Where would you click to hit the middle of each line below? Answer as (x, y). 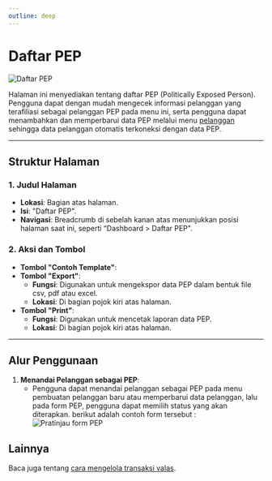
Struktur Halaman (54, 162)
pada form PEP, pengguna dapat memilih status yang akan (130, 406)
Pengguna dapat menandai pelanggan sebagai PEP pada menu (137, 389)
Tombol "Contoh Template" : (68, 267)
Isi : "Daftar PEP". (48, 211)
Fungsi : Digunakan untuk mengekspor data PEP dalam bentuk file (142, 284)
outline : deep (32, 16)
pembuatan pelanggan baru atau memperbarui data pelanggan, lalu (144, 397)
